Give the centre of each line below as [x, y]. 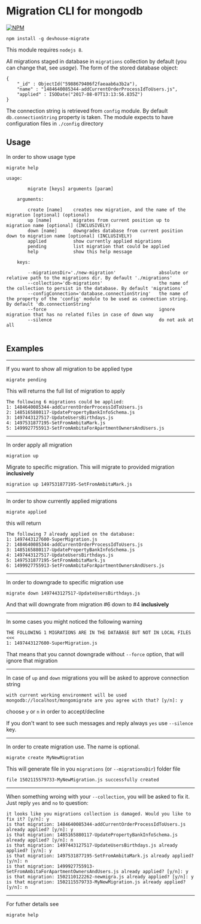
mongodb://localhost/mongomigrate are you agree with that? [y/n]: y [95, 700]
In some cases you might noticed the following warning [74, 621]
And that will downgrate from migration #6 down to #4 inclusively [88, 604]
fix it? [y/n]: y [28, 819]
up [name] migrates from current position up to [99, 220]
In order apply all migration [39, 445]
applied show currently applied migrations [95, 241]
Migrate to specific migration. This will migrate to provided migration [90, 467]
